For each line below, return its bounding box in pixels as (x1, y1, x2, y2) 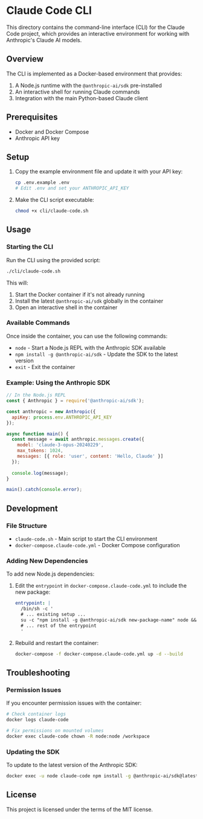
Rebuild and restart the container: (14, 639, 98, 646)
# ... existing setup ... (21, 611, 86, 618)
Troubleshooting (6, 667, 71, 678)
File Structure (6, 521, 47, 530)
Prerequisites (6, 112, 58, 123)
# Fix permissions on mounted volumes (6, 727, 104, 734)
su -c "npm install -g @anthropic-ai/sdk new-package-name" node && (21, 617, 197, 623)
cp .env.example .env (14, 179, 69, 186)
